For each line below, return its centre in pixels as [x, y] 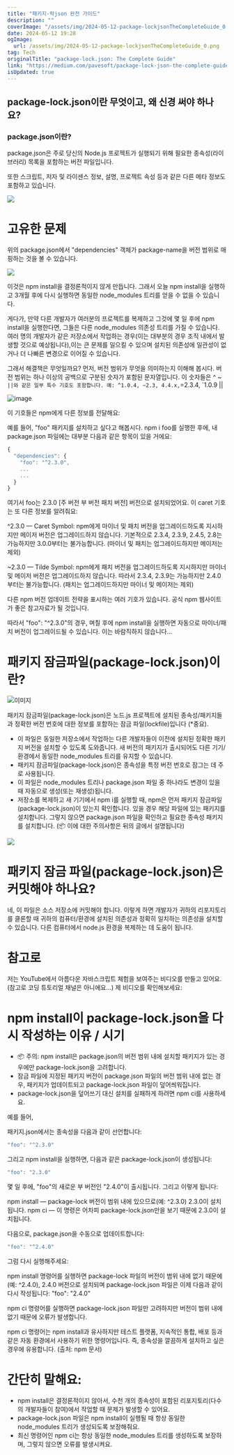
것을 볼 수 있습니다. [52, 259]
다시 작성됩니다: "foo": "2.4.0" [49, 1293]
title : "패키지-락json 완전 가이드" [54, 14]
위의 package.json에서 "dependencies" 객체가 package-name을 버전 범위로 [113, 250]
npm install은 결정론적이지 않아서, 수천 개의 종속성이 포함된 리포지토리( [114, 1400]
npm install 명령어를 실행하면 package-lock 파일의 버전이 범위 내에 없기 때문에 [115, 1276]
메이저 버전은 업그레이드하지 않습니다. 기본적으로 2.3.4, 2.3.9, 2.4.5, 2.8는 [121, 535]
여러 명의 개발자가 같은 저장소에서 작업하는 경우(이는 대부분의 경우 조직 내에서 [112, 336]
